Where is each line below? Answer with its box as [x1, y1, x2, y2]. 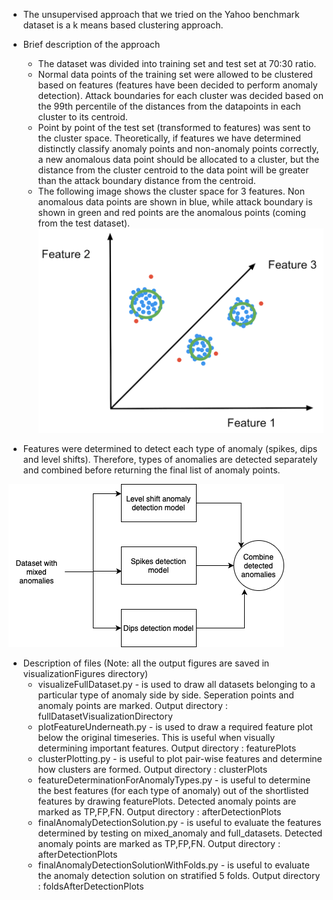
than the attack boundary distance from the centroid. [37, 175, 256, 186]
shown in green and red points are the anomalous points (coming [37, 207, 306, 218]
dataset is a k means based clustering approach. [22, 19, 224, 31]
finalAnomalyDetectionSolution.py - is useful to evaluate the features [37, 817, 322, 829]
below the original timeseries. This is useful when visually [37, 732, 276, 744]
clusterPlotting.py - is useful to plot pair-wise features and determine [37, 753, 323, 765]
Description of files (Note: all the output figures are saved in [22, 657, 270, 669]
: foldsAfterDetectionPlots [37, 880, 145, 893]
